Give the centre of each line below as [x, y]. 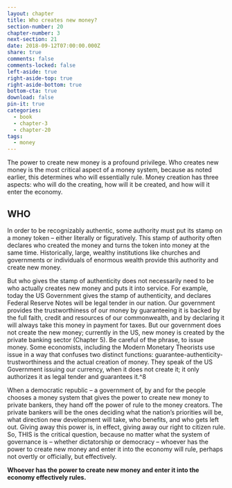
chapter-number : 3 [34, 33]
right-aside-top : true [40, 78]
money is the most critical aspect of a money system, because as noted [110, 170]
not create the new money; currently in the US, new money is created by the [116, 332]
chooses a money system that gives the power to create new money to [108, 397]
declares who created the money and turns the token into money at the [108, 245]
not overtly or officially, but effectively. [62, 456]
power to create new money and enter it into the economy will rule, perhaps [115, 449]
